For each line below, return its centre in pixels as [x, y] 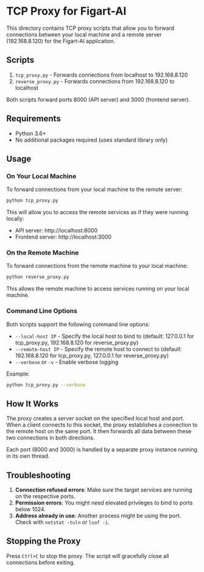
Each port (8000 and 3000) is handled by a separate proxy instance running [102, 450]
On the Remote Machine [43, 253]
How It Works [33, 404]
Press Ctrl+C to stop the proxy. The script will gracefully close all [88, 556]
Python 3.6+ [31, 133]
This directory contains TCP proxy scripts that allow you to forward [90, 28]
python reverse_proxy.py [38, 277]
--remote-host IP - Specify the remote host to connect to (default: [98, 349]
